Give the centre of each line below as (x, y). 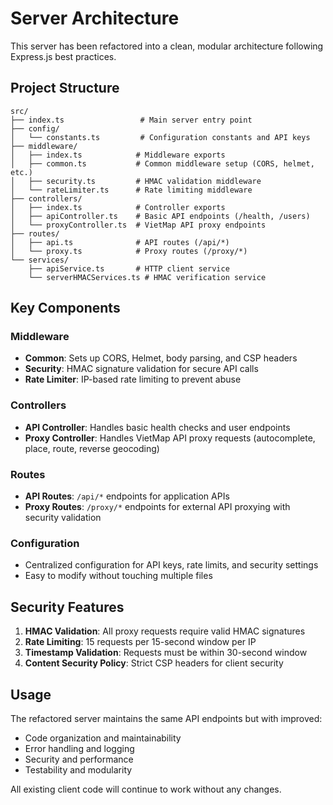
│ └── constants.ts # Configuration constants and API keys (160, 137)
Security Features (67, 607)
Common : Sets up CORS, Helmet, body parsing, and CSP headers (161, 358)
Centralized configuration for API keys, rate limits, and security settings (171, 565)
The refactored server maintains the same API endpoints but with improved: (166, 718)
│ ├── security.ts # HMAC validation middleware (136, 181)
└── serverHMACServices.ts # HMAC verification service (147, 277)
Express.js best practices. (63, 56)
